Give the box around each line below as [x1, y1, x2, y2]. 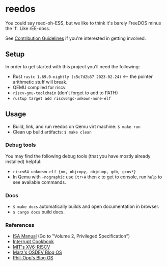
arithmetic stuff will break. [12, 78, 68, 85]
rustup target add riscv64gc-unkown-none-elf [12, 96, 111, 101]
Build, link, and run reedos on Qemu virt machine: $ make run [12, 123, 141, 129]
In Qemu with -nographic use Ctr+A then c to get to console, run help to [12, 174, 162, 180]
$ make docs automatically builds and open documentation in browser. [12, 203, 159, 209]
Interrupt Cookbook [12, 238, 54, 245]
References [5, 222, 35, 229]
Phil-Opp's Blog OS [12, 255, 53, 261]
